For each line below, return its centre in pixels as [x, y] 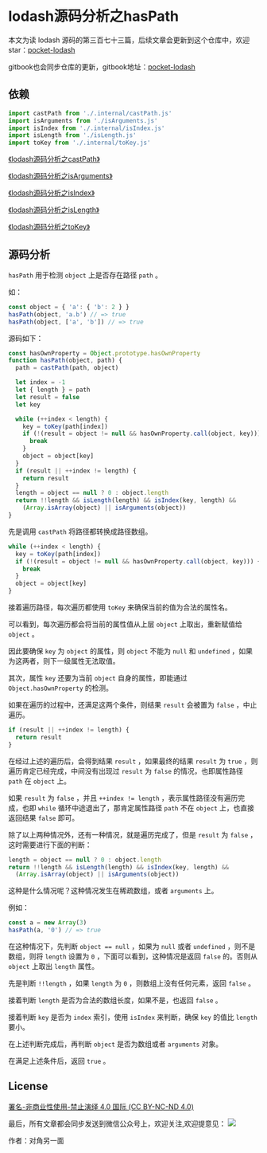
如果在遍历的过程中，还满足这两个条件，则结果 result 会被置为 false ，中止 [133, 705]
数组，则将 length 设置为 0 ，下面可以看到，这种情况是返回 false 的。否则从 [133, 956]
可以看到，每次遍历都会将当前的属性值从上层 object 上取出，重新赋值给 [125, 624]
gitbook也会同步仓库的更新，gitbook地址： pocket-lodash [102, 67]
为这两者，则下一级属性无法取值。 [64, 661]
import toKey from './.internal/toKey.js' [79, 143]
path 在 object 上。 [40, 781]
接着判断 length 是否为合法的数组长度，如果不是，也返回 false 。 [115, 1000]
